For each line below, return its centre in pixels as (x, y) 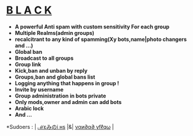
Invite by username (39, 89)
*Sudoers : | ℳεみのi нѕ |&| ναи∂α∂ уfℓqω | (60, 127)
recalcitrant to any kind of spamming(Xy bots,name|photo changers (101, 39)
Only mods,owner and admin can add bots (68, 102)
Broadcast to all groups (44, 58)
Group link (28, 64)
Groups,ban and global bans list (55, 77)
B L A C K (29, 10)
